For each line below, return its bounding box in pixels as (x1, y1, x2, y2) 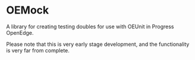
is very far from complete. (6, 46, 70, 54)
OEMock (6, 4, 49, 17)
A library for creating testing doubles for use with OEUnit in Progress (6, 23, 174, 30)
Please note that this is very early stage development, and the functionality (6, 41, 190, 48)
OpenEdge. (6, 29, 34, 36)
